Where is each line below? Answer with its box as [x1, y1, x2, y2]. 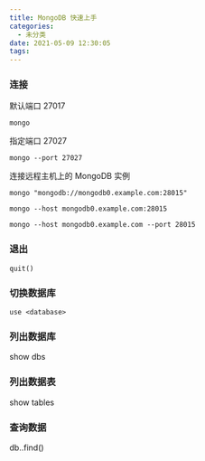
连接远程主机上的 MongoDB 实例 [9, 171, 131, 182]
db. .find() [9, 442, 44, 453]
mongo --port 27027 [9, 154, 83, 163]
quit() [9, 264, 34, 273]
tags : [9, 47, 30, 56]
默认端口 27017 [9, 100, 66, 111]
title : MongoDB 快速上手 [9, 13, 98, 23]
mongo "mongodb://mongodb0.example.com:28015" [9, 189, 188, 198]
